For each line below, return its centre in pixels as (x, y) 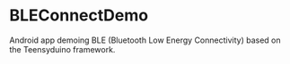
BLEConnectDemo (79, 16)
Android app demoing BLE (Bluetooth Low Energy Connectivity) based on (145, 40)
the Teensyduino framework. (62, 49)
